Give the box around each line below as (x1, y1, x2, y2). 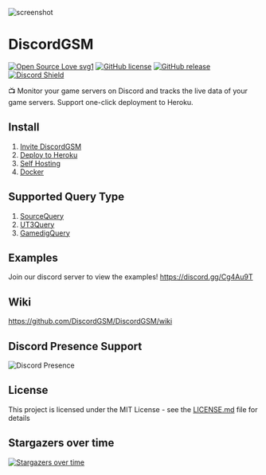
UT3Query (19, 220, 55, 229)
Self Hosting (19, 158, 61, 168)
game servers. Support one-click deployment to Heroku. (8, 97, 194, 107)
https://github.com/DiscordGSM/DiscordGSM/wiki (8, 317, 173, 326)
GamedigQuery (19, 228, 70, 238)
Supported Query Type (8, 190, 125, 204)
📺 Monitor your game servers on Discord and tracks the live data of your (8, 86, 248, 95)
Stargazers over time (8, 436, 115, 450)
